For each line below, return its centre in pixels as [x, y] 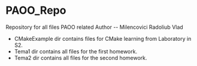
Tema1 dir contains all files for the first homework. [76, 51]
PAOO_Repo [36, 10]
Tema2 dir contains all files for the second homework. [81, 58]
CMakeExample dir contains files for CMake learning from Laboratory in [103, 38]
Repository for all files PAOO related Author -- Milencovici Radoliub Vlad [94, 27]
